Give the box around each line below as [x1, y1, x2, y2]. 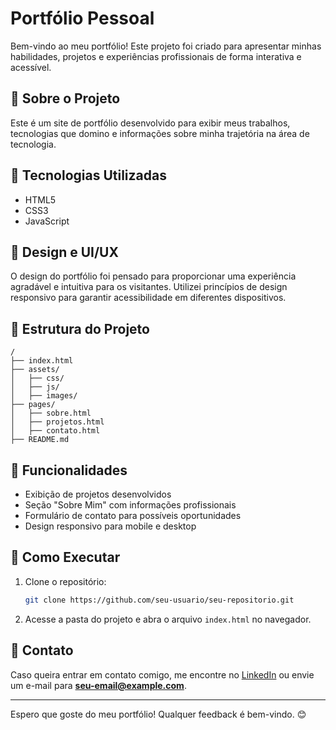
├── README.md [10, 435, 70, 445]
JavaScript [24, 215, 70, 227]
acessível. [10, 61, 52, 73]
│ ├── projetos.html [10, 417, 105, 427]
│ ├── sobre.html [10, 408, 92, 419]
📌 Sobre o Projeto [10, 90, 121, 107]
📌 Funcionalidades [10, 462, 128, 479]
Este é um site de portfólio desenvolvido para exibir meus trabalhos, [10, 117, 291, 129]
